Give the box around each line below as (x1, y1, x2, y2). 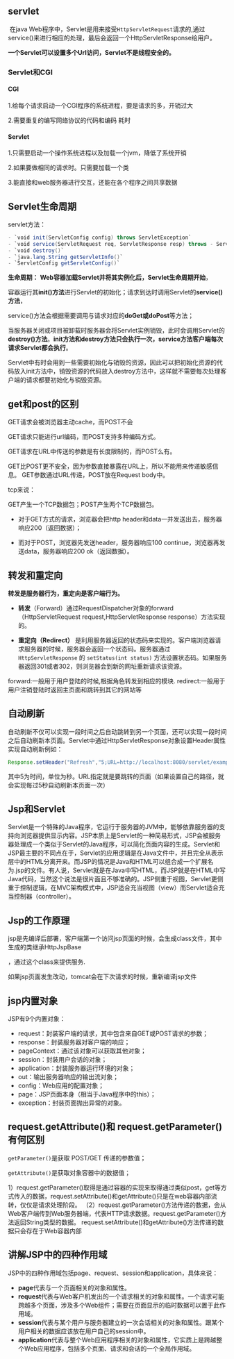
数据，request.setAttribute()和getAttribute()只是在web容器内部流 (31, 1192, 217, 1200)
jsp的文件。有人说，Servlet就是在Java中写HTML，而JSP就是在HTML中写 (15, 866, 226, 874)
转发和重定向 (8, 569, 63, 581)
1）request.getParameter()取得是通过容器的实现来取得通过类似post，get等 (8, 1183, 221, 1192)
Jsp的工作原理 (8, 915, 70, 926)
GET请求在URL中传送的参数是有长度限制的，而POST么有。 (8, 447, 176, 456)
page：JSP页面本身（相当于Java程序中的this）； (17, 1090, 156, 1099)
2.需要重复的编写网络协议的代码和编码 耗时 (8, 116, 131, 124)
